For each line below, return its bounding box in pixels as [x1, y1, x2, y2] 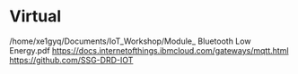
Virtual [9, 6, 61, 27]
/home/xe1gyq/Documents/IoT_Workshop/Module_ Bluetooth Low [9, 36, 251, 46]
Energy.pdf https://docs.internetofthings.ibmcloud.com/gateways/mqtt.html [9, 45, 289, 55]
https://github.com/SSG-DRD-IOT [9, 54, 134, 65]
